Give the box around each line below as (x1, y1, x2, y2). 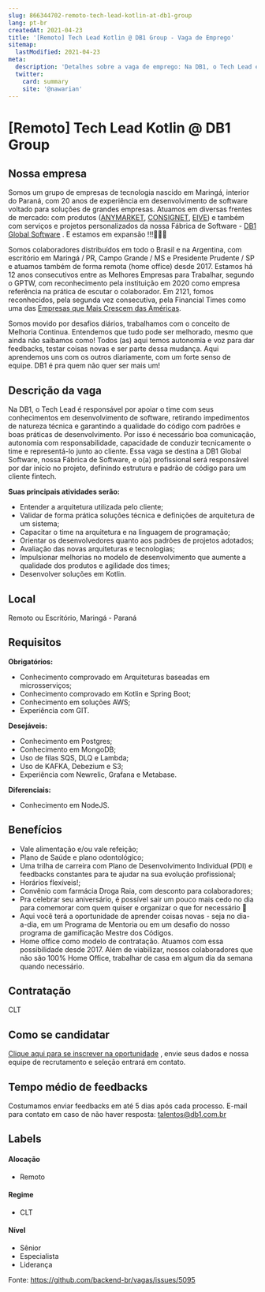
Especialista (19, 1252, 59, 1261)
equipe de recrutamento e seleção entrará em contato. (8, 1058, 186, 1067)
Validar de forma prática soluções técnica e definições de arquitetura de (19, 510, 255, 521)
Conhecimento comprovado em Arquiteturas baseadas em (19, 672, 211, 681)
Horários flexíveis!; (19, 877, 81, 887)
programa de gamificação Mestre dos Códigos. (19, 928, 174, 937)
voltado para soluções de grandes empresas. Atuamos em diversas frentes (8, 204, 252, 214)
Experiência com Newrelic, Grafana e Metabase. (19, 770, 177, 779)
